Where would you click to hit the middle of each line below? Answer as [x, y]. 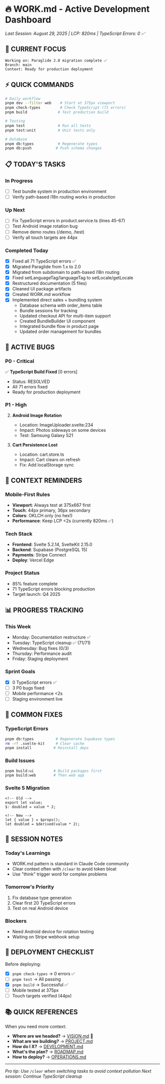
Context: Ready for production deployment [49, 69]
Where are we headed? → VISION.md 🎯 [53, 1036]
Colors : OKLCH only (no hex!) [42, 516]
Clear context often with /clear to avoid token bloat [64, 869]
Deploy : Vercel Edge [33, 560]
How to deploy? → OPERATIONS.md [49, 1057]
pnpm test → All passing [37, 979]
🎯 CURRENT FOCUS [36, 49]
